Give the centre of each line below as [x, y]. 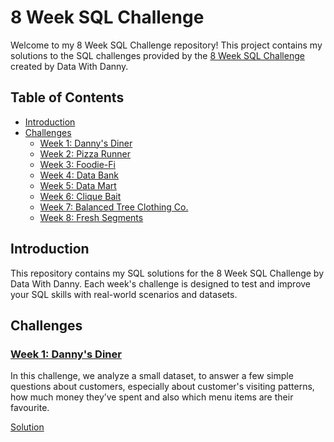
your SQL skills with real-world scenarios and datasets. [124, 294]
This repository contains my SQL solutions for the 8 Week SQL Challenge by [167, 273]
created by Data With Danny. [69, 66]
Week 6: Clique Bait [80, 196]
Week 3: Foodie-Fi [77, 164]
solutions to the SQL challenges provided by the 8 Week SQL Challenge [157, 55]
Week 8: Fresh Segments [91, 217]
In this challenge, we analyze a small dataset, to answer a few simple [152, 376]
